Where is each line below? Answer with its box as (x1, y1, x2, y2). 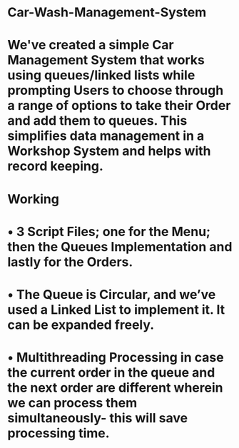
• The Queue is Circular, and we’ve (7, 286, 216, 302)
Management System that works (7, 52, 205, 68)
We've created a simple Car (7, 37, 174, 54)
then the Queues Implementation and (7, 238, 233, 255)
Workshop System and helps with (7, 143, 211, 159)
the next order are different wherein (7, 380, 223, 396)
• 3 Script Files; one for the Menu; (7, 223, 211, 240)
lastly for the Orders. (7, 254, 133, 270)
